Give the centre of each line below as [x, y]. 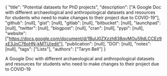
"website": [16, 33]
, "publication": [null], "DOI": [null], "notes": [106, 44]
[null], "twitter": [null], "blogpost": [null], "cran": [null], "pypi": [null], [75, 28]
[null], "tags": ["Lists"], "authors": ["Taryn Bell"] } [56, 49]
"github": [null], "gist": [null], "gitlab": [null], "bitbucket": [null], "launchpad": [83, 23]
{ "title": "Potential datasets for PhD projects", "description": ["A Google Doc [83, 7]
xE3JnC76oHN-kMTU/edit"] [34, 44]
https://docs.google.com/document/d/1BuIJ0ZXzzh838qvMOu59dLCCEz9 [85, 38]
